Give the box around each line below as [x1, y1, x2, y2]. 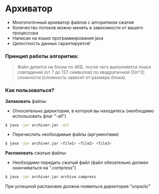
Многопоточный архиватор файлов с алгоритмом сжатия [12, 19, 134, 25]
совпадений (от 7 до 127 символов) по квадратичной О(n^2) [17, 69, 145, 75]
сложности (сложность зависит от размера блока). [17, 75, 127, 81]
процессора [12, 30, 39, 36]
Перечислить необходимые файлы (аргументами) [12, 132, 119, 138]
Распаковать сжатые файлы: [5, 150, 67, 156]
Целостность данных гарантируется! [12, 40, 91, 46]
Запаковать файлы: [5, 98, 47, 104]
